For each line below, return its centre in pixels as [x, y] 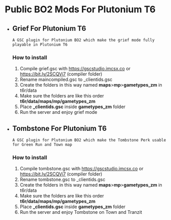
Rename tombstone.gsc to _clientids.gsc [62, 179]
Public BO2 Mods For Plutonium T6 [80, 9]
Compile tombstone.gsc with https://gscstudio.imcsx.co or [82, 169]
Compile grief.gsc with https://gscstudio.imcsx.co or [75, 69]
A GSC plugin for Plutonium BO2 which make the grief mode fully [83, 40]
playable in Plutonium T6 [40, 45]
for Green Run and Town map [42, 145]
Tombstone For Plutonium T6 [59, 128]
